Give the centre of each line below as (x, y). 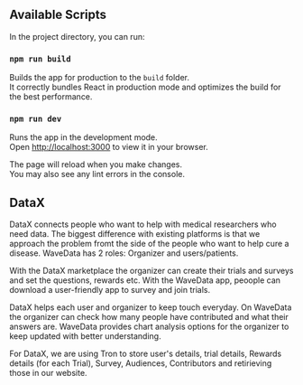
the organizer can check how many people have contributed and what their (149, 317)
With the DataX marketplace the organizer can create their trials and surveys (152, 271)
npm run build (40, 59)
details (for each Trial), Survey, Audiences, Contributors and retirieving (141, 363)
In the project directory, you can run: (77, 36)
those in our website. (48, 373)
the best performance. (51, 97)
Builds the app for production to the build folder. (100, 78)
